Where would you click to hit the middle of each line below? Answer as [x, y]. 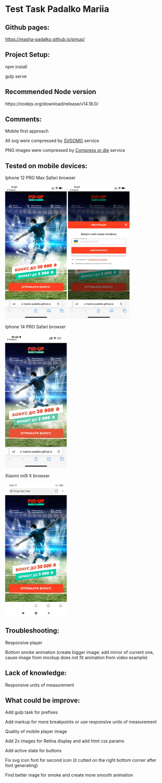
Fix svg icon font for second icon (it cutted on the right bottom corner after [81, 760]
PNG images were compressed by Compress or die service [65, 150]
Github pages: [27, 27]
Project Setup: [28, 55]
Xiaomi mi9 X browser [28, 476]
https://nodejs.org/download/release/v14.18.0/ [52, 104]
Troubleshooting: [32, 631]
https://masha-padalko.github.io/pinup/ [45, 39]
